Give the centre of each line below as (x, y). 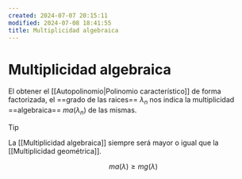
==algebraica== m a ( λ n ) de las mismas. (73, 111)
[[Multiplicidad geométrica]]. (55, 150)
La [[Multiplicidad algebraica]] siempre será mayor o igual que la (113, 143)
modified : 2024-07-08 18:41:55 (60, 23)
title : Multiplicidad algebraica (63, 30)
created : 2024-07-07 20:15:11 (58, 15)
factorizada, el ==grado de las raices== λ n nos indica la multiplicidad (121, 101)
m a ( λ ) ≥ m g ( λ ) (133, 166)
